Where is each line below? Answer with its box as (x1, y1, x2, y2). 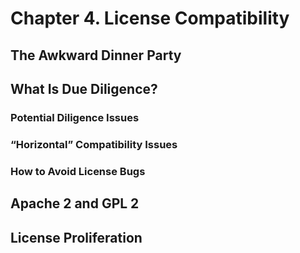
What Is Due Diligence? (10, 80, 158, 97)
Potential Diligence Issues (10, 110, 140, 124)
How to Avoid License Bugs (10, 164, 146, 178)
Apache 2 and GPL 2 (10, 195, 140, 212)
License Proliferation (10, 229, 143, 246)
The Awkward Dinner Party (10, 47, 182, 64)
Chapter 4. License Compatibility (10, 7, 290, 30)
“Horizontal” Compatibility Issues (10, 137, 178, 151)
